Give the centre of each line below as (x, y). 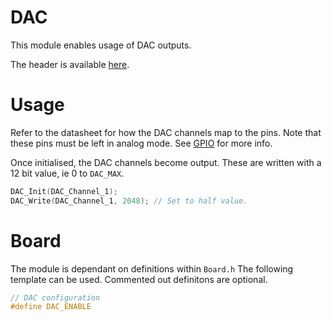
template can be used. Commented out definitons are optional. (139, 279)
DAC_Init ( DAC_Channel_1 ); (64, 191)
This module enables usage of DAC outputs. (101, 45)
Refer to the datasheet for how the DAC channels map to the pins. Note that (166, 132)
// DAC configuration (55, 297)
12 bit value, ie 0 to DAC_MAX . (67, 173)
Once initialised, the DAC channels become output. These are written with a (166, 162)
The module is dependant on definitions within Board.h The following (152, 268)
